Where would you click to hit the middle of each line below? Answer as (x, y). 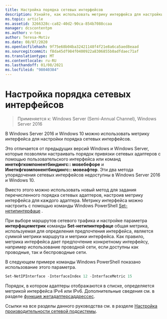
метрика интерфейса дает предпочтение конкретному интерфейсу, (77, 241)
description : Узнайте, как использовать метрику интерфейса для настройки (84, 14)
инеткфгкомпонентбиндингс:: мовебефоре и (55, 164)
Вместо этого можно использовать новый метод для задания (71, 190)
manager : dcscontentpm (29, 28)
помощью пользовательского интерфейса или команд (63, 159)
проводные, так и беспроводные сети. (46, 252)
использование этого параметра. (41, 267)
